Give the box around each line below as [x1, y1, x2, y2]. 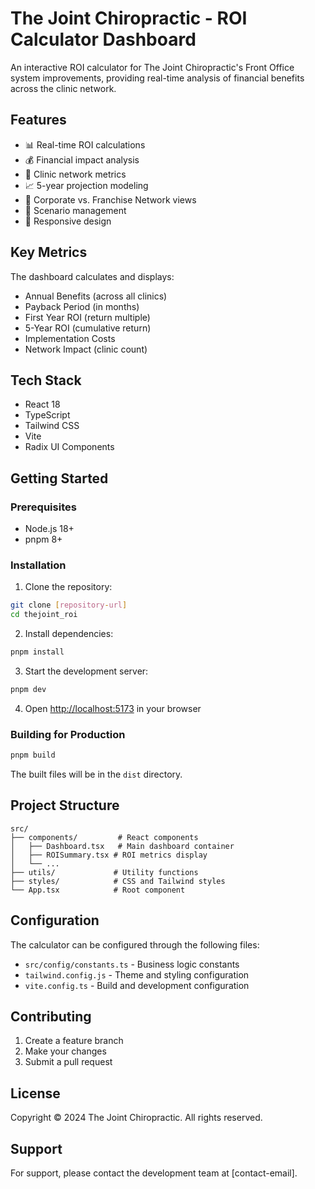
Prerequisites [10, 500, 77, 514]
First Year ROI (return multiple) [24, 311, 151, 323]
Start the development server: [24, 665, 149, 677]
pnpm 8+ [24, 533, 63, 546]
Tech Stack [10, 372, 82, 389]
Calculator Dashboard [10, 28, 197, 51]
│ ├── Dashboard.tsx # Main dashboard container [10, 841, 235, 851]
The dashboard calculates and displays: [10, 270, 175, 282]
